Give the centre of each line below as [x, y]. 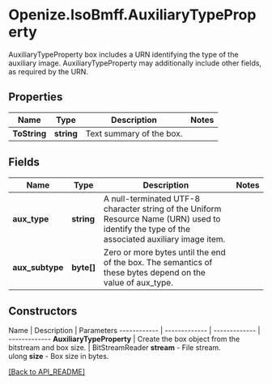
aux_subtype [38, 267]
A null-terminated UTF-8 [152, 198]
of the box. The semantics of [158, 262]
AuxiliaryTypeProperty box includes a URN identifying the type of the [123, 54]
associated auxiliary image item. [165, 238]
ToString [30, 133]
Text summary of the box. [134, 133]
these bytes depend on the [155, 272]
